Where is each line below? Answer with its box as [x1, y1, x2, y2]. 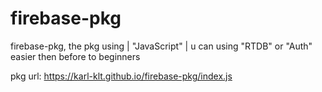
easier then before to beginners [10, 50, 141, 62]
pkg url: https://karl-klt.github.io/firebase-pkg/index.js [10, 70, 233, 82]
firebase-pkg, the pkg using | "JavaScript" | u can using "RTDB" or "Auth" [10, 40, 313, 52]
